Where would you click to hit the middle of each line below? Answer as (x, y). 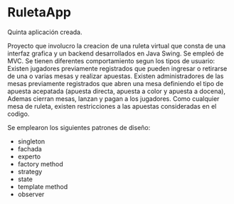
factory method (41, 163)
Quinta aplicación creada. (45, 32)
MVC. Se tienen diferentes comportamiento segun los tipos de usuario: (111, 60)
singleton (31, 141)
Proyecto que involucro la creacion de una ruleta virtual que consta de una (117, 45)
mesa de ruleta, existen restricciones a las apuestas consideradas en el (112, 106)
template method (43, 186)
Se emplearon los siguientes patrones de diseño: (79, 127)
